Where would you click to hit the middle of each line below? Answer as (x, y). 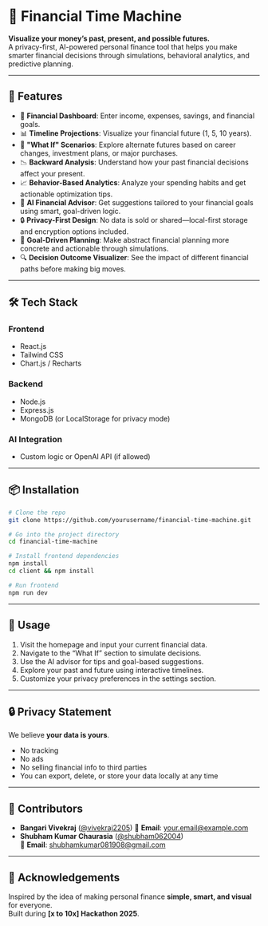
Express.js (37, 410)
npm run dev (28, 593)
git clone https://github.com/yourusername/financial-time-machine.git (130, 520)
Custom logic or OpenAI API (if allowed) (85, 457)
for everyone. (30, 904)
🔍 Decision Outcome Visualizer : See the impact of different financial (134, 257)
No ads (32, 759)
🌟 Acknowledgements (64, 877)
